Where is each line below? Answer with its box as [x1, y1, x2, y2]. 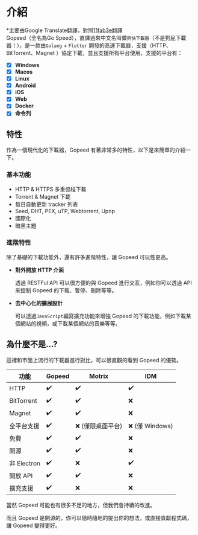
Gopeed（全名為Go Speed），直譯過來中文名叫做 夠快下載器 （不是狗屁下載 [6, 34, 187, 41]
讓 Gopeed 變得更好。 [6, 522, 61, 529]
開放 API [9, 472, 33, 480]
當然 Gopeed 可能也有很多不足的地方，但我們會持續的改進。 [6, 501, 156, 508]
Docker [14, 102, 34, 109]
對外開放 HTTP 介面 [14, 266, 64, 274]
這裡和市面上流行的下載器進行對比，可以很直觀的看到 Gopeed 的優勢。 [6, 356, 182, 364]
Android [14, 82, 36, 89]
